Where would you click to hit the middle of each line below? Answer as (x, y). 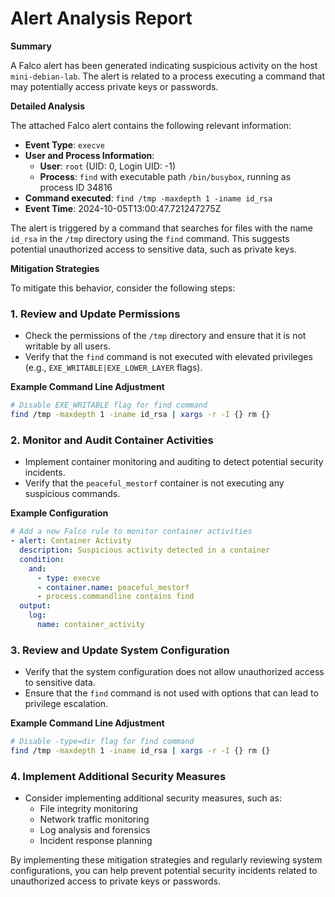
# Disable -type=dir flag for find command (102, 742)
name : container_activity (90, 625)
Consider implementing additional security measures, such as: (153, 798)
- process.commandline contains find (115, 597)
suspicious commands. (72, 494)
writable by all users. (67, 346)
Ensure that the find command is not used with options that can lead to (171, 693)
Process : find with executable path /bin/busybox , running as (165, 176)
